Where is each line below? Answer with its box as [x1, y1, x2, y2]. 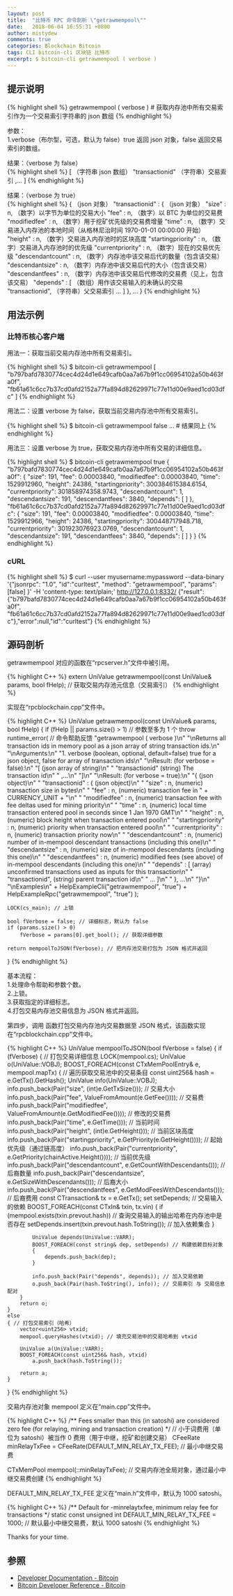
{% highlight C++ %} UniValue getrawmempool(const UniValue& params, [7, 717, 217, 726]
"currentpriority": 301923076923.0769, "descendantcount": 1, [7, 524, 184, 533]
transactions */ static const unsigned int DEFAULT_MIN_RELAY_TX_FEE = [7, 1510, 217, 1519]
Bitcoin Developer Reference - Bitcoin [17, 1581, 126, 1590]
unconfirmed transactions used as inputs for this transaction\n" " [7, 868, 193, 876]
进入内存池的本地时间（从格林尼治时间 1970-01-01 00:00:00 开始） [13, 226, 205, 234]
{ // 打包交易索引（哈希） [7, 1320, 75, 1327]
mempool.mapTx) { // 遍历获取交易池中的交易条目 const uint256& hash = [7, 1068, 215, 1077]
